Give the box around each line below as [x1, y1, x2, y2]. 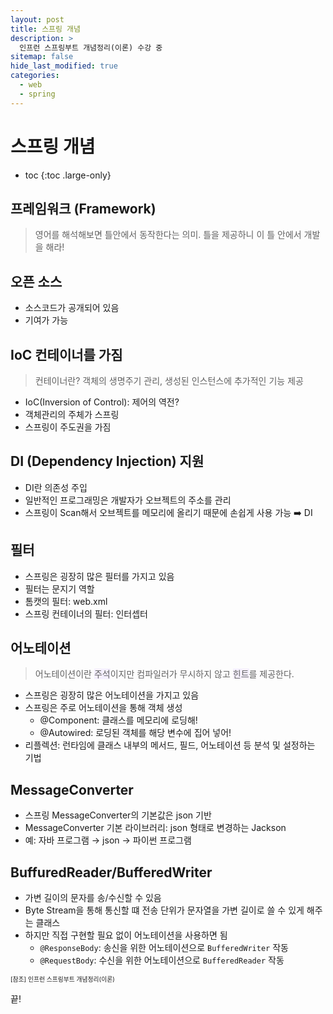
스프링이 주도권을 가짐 [24, 421, 112, 433]
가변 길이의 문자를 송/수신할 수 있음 [24, 892, 162, 904]
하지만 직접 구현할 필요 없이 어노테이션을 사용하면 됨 [24, 929, 228, 941]
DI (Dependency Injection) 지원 [10, 453, 205, 470]
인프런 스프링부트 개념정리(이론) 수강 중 [19, 42, 163, 53]
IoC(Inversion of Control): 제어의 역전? [24, 396, 180, 408]
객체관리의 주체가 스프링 [24, 409, 120, 420]
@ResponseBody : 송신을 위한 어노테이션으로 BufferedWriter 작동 [39, 942, 289, 954]
